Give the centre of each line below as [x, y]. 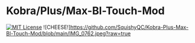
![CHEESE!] [57, 27]
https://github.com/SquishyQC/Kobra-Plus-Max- [129, 27]
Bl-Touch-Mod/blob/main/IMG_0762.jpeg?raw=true [69, 33]
